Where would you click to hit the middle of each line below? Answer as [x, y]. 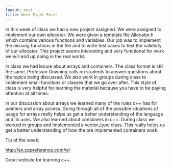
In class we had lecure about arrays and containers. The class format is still [84, 66]
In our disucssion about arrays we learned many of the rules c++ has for [81, 103]
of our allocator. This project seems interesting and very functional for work [85, 51]
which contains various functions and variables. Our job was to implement [83, 40]
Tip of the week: [22, 140]
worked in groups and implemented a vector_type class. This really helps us [85, 125]
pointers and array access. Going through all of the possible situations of [82, 108]
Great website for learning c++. [38, 160]
